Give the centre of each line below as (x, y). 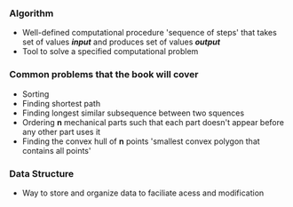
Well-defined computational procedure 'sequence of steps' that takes (149, 33)
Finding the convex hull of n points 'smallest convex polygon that (141, 141)
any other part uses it (61, 131)
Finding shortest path (61, 103)
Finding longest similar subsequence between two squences (133, 113)
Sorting (36, 94)
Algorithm (32, 13)
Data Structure (42, 173)
